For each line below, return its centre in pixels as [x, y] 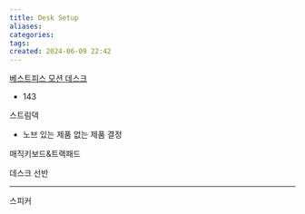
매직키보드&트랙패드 [45, 154]
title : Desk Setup [44, 18]
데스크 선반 [29, 173]
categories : [32, 34]
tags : [20, 43]
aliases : [26, 26]
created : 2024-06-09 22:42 [60, 52]
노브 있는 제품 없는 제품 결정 [72, 135]
